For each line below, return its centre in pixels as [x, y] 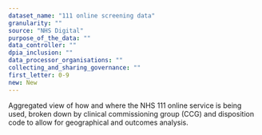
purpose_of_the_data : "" [50, 38]
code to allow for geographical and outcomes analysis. [99, 122]
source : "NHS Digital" [46, 30]
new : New [23, 82]
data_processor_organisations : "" [66, 61]
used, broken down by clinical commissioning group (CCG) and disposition [131, 113]
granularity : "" [35, 23]
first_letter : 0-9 [39, 75]
